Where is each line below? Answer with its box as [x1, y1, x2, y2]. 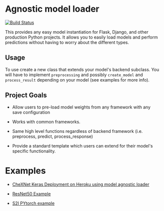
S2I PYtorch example [12, 200, 55, 206]
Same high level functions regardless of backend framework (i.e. [12, 128, 143, 134]
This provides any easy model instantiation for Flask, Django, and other [5, 29, 148, 35]
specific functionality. [12, 148, 56, 154]
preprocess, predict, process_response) [12, 133, 93, 139]
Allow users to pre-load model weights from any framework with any [12, 104, 151, 110]
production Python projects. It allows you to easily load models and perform [5, 34, 158, 40]
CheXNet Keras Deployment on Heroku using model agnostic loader [12, 181, 150, 187]
